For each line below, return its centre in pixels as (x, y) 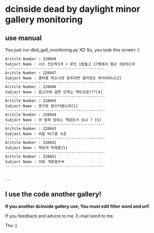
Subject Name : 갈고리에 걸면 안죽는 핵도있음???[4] (54, 92)
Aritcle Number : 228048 (31, 59)
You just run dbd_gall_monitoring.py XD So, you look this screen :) (73, 50)
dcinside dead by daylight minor (73, 9)
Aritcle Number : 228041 (31, 157)
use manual (24, 38)
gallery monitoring (44, 20)
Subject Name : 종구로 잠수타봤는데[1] (42, 106)
